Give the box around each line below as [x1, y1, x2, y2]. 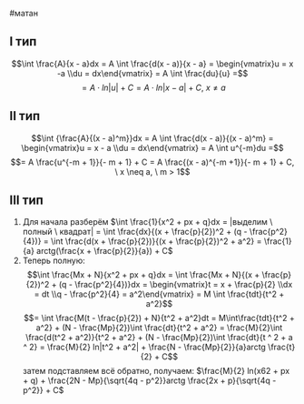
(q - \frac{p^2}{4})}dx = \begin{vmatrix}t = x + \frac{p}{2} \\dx [58, 279, 293, 290]
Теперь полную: [22, 255, 86, 267]
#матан [9, 8, 39, 18]
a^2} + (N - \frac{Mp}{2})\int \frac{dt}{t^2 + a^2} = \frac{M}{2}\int [35, 322, 283, 333]
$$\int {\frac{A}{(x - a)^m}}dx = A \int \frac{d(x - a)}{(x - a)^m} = [31, 132, 274, 144]
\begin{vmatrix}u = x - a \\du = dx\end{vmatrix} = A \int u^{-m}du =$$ [21, 142, 284, 153]
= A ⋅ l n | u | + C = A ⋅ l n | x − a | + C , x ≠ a [81, 82, 227, 93]
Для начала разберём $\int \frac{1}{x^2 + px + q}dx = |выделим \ [22, 217, 273, 227]
